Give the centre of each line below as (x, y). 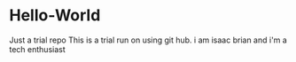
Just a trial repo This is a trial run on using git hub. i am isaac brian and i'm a (148, 40)
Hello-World (55, 15)
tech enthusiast (38, 49)
